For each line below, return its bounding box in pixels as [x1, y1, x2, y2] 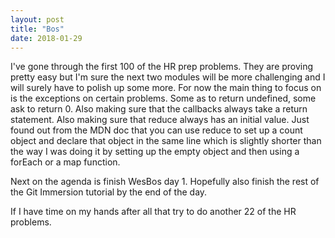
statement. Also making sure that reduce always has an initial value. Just [10, 114, 310, 126]
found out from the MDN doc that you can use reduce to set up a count [10, 124, 303, 136]
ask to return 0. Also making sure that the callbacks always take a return [10, 103, 308, 115]
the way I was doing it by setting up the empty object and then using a [10, 146, 300, 158]
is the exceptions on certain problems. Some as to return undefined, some [10, 92, 317, 105]
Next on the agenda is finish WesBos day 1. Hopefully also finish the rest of [10, 176, 320, 188]
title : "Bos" [10, 24, 65, 34]
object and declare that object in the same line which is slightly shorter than [10, 135, 322, 147]
